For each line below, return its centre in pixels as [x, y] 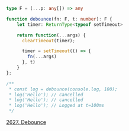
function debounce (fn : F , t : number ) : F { [59, 19]
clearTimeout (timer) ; [49, 41]
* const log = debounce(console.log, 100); [63, 89]
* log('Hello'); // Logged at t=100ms [57, 106]
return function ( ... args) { [51, 35]
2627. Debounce [26, 122]
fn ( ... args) [42, 57]
